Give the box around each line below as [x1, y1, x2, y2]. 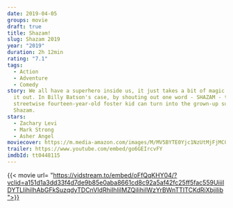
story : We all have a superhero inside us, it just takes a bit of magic [7, 87, 225, 94]
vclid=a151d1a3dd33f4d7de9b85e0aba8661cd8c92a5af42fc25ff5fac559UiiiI [7, 178, 225, 187]
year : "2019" [7, 42, 45, 49]
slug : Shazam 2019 [7, 36, 60, 43]
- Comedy [13, 81, 39, 88]
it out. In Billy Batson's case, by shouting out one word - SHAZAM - [13, 94, 222, 101]
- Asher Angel [13, 132, 54, 139]
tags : [7, 62, 23, 69]
